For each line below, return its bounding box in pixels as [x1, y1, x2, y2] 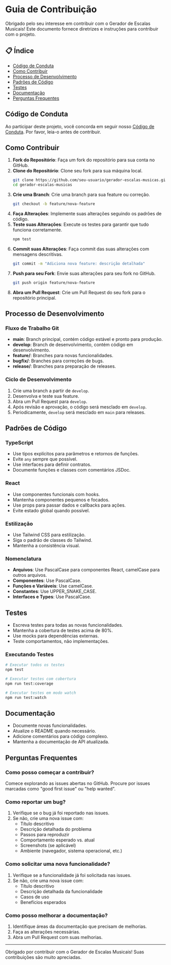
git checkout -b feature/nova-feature [12, 201, 95, 207]
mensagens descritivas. [12, 251, 63, 257]
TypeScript [5, 439, 34, 446]
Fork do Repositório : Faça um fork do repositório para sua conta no [12, 157, 155, 163]
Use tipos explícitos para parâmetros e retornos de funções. [12, 451, 139, 457]
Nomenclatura [5, 555, 42, 562]
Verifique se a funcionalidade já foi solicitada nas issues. [12, 872, 132, 878]
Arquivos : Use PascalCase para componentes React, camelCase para [12, 567, 160, 573]
